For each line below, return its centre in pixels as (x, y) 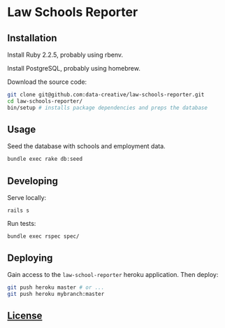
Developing (32, 181)
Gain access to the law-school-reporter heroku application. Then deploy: (113, 274)
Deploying (30, 258)
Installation (32, 38)
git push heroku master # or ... (56, 287)
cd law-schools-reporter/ (45, 101)
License (25, 316)
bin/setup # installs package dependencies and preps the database (108, 108)
